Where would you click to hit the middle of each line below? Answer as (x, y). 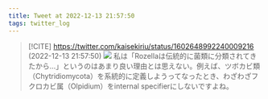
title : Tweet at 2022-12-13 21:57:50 (72, 16)
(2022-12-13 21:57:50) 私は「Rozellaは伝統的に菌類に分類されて (139, 56)
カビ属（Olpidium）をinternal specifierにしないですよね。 (138, 86)
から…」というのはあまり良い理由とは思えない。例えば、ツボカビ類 (147, 66)
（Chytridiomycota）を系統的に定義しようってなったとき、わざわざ (140, 76)
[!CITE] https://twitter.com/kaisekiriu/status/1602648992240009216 (141, 46)
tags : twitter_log (39, 23)
